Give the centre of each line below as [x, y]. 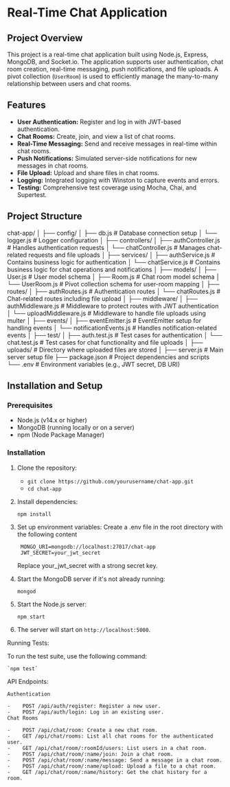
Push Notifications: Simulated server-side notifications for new [107, 158]
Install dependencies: [47, 501]
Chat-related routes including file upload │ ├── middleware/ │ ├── [103, 298]
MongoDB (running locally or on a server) [76, 428]
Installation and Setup [55, 386]
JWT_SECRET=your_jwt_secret [60, 553]
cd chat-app [44, 489]
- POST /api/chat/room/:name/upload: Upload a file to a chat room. [112, 766]
